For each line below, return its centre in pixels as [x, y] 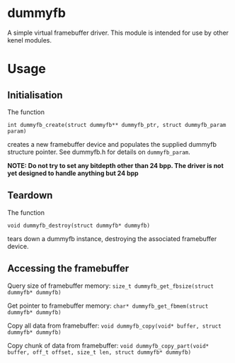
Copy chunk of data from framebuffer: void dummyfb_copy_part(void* [108, 345]
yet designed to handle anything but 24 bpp [73, 173]
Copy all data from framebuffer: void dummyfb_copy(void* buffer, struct [114, 325]
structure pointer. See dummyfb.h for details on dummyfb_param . [99, 152]
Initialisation [35, 95]
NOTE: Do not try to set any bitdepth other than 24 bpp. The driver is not [116, 165]
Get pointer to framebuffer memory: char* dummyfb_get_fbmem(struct [108, 306]
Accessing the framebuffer [68, 268]
